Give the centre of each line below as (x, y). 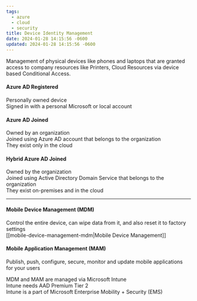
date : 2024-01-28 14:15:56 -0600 (47, 39)
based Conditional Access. (38, 73)
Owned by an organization (38, 133)
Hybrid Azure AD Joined (36, 159)
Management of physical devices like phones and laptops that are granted (96, 61)
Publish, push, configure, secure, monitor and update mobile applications (94, 262)
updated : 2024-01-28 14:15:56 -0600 (51, 45)
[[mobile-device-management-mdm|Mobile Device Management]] (86, 235)
